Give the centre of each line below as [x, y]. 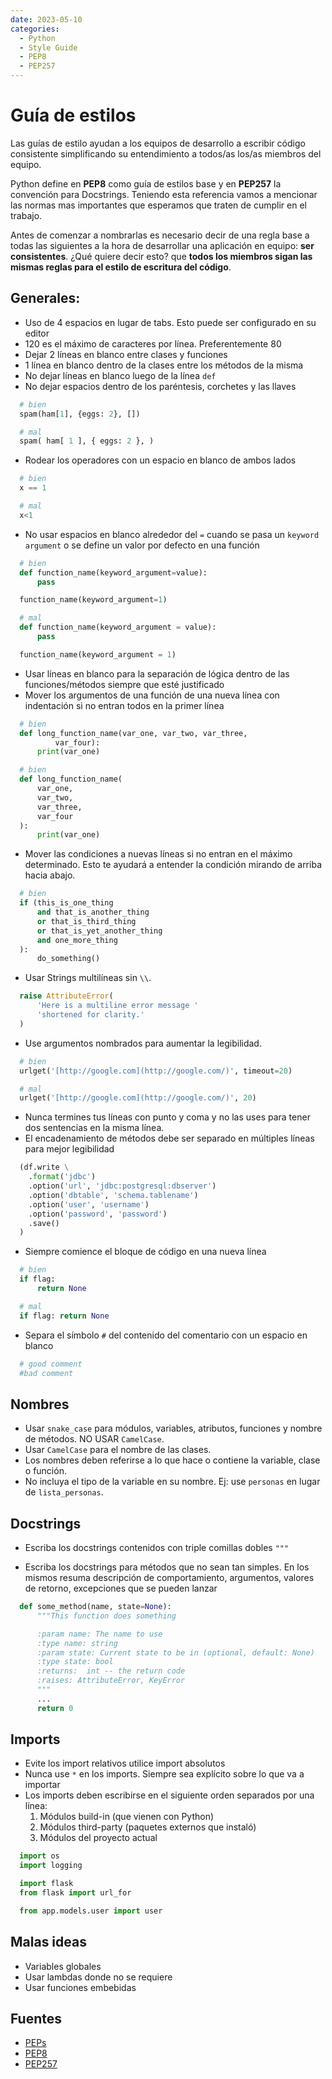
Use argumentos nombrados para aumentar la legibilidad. [143, 1043]
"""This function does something [106, 1616]
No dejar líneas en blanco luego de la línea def [120, 375]
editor [37, 333]
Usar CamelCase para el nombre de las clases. [118, 1450]
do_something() [68, 959]
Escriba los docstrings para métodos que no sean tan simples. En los [167, 1567]
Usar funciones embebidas [80, 1987]
